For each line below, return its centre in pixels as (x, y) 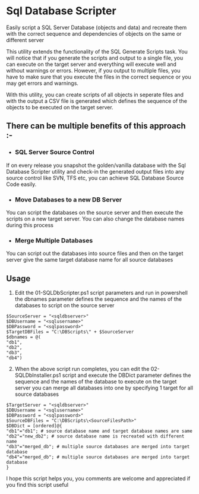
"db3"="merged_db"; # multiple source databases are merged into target (98, 447)
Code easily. (21, 184)
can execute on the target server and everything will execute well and (91, 64)
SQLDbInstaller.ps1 (38, 375)
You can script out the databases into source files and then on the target (95, 253)
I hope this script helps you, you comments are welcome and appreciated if (98, 479)
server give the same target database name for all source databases (90, 260)
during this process (30, 225)
